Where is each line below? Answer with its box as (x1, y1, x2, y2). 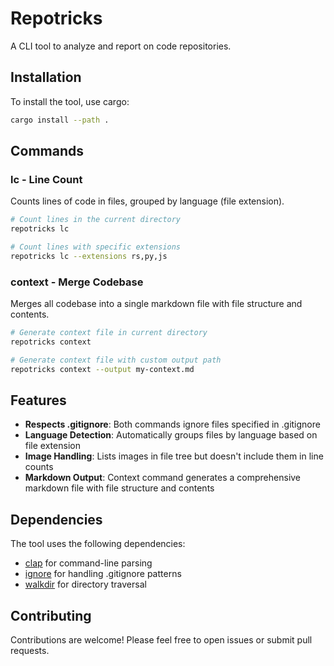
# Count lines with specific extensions (10, 242, 182, 252)
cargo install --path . (10, 115, 110, 125)
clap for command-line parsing (24, 557, 153, 569)
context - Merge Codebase (10, 275, 144, 289)
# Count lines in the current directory (10, 215, 182, 225)
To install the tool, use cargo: (10, 95, 130, 107)
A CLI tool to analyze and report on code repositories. (10, 40, 232, 52)
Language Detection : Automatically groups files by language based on (24, 429, 318, 441)
